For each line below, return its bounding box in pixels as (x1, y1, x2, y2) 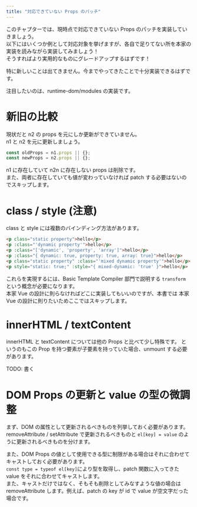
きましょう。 (6, 33, 37, 40)
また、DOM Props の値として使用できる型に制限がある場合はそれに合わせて (6, 451, 190, 458)
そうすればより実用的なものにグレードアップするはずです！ (6, 55, 151, 62)
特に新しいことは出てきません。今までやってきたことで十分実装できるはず (6, 67, 186, 74)
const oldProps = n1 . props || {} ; (6, 149, 91, 156)
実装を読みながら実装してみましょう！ (6, 48, 99, 55)
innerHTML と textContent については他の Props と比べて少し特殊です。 (6, 338, 181, 345)
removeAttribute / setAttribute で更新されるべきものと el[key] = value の (6, 431, 184, 438)
